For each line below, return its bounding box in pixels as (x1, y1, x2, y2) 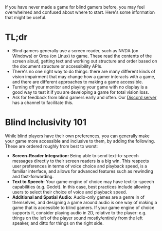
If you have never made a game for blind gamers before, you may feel (5, 4, 145, 10)
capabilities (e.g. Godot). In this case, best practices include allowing (12, 184, 151, 189)
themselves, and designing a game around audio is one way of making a (12, 199, 157, 205)
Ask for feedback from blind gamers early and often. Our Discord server (12, 94, 157, 100)
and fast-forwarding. (12, 173, 54, 179)
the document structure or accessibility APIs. (12, 63, 103, 69)
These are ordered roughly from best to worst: (5, 143, 98, 149)
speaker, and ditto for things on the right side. (12, 220, 104, 226)
